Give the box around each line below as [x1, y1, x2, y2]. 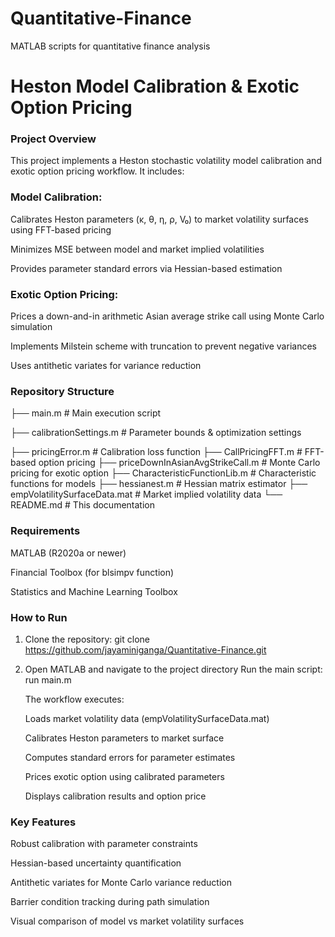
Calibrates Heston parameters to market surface [24, 732, 225, 744]
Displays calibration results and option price [24, 790, 207, 802]
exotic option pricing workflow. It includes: [10, 165, 185, 177]
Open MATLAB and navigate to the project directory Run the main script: [24, 663, 323, 675]
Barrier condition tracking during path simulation [10, 896, 210, 908]
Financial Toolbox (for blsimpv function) [10, 566, 175, 578]
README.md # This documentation [10, 499, 155, 511]
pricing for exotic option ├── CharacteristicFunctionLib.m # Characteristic [10, 467, 317, 479]
